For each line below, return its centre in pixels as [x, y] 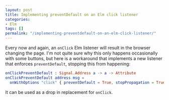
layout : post [19, 10]
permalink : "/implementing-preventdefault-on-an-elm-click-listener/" [81, 33]
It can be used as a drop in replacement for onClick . [59, 92]
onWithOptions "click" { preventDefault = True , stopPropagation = [82, 82]
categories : [18, 19]
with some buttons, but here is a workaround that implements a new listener [84, 58]
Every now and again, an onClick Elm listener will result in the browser [78, 48]
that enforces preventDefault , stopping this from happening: [68, 64]
